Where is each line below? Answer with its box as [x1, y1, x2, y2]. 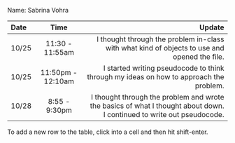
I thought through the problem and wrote [90, 93, 225, 102]
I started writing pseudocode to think [103, 63, 225, 73]
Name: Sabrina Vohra [7, 6, 69, 14]
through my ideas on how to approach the [87, 72, 225, 81]
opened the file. [172, 52, 225, 62]
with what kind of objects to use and [105, 43, 225, 53]
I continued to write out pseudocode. [103, 110, 225, 119]
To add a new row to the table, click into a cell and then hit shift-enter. [7, 128, 208, 136]
